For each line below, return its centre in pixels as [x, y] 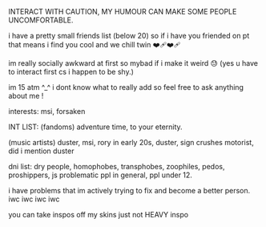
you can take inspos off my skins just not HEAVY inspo [99, 215]
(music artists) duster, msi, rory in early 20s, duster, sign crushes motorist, [131, 142]
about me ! [26, 96]
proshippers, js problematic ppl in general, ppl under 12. [100, 175]
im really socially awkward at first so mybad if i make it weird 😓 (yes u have [133, 63]
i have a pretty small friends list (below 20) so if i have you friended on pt [129, 36]
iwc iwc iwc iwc [34, 199]
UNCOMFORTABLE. [41, 20]
